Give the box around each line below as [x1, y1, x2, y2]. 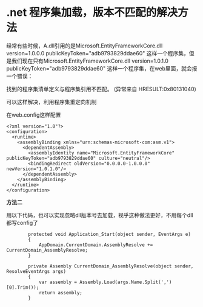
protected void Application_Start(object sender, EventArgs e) [28, 231, 191, 237]
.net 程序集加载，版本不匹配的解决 [6, 5, 178, 19]
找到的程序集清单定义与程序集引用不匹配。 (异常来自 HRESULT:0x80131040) [6, 85, 197, 92]
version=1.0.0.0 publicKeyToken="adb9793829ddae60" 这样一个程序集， [6, 49, 190, 57]
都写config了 [6, 219, 38, 226]
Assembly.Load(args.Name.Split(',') [79, 279, 172, 285]
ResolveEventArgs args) [6, 268, 67, 274]
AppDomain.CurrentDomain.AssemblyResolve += [38, 241, 153, 248]
